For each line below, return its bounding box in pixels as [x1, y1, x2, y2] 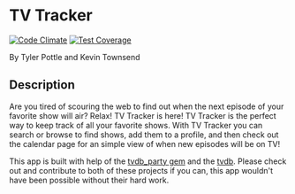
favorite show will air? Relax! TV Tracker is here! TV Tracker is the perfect [9, 110, 276, 120]
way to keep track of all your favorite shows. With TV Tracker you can [9, 120, 263, 130]
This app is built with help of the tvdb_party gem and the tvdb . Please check [9, 156, 287, 167]
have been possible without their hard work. [9, 175, 170, 185]
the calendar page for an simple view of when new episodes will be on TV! [9, 138, 281, 149]
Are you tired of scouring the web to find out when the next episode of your [9, 101, 284, 112]
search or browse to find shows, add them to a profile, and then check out [9, 129, 279, 140]
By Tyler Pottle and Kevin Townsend [9, 51, 140, 62]
